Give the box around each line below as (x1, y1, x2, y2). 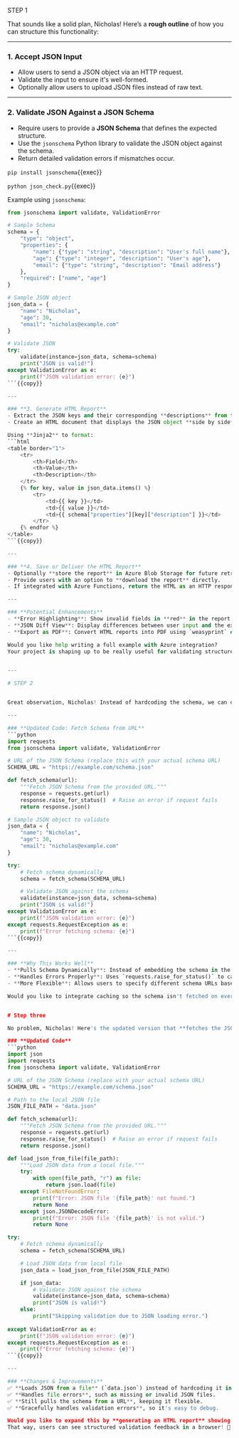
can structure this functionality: (7, 28, 100, 36)
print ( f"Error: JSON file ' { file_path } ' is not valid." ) (33, 1215, 205, 1222)
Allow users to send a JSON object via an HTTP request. (17, 68, 184, 77)
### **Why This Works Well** (7, 960, 94, 967)
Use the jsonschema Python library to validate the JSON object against (17, 139, 223, 147)
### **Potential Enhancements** (7, 608, 103, 616)
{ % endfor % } (20, 524, 59, 532)
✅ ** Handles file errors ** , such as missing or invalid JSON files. (7, 1391, 216, 1398)
